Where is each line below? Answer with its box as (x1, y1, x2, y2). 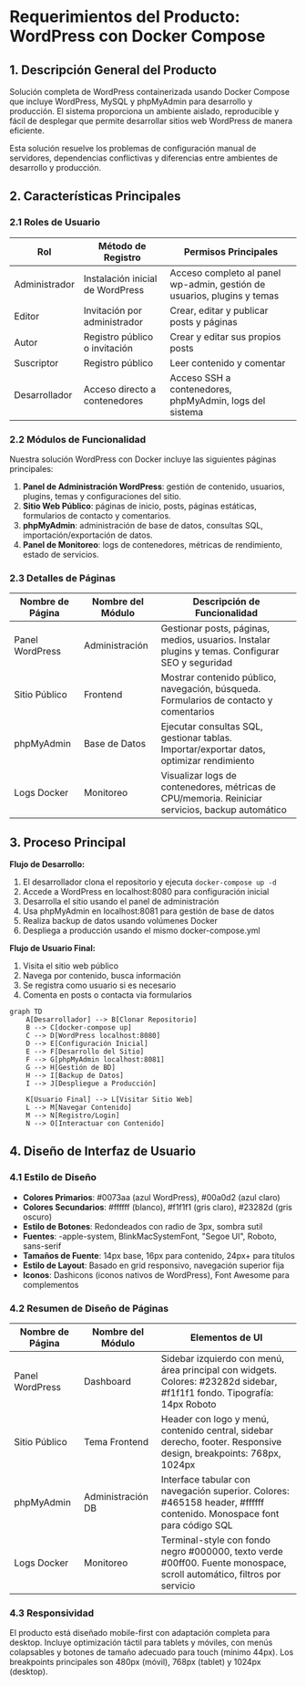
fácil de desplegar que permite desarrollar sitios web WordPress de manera (9, 116, 293, 126)
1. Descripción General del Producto (9, 62, 217, 78)
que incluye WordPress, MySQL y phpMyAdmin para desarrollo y (9, 96, 253, 107)
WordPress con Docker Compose (9, 26, 266, 47)
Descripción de (192, 595, 260, 608)
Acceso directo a (83, 382, 157, 395)
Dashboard (83, 1376, 132, 1388)
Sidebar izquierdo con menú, (160, 1353, 285, 1366)
